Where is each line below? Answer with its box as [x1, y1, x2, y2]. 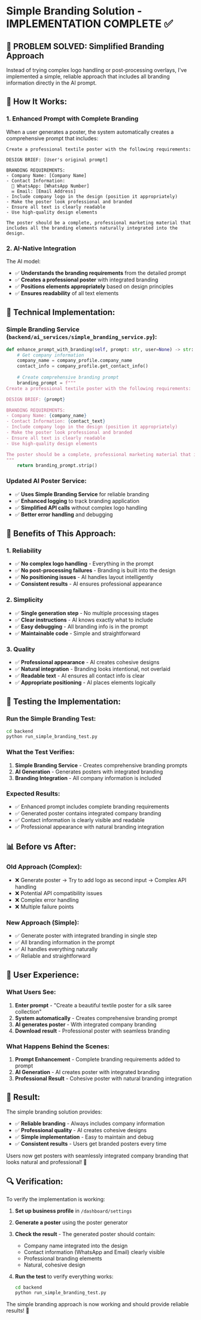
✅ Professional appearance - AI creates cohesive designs [14, 658, 160, 665]
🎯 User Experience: [6, 970, 80, 980]
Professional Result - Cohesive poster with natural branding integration [14, 1075, 192, 1082]
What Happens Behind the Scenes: [6, 1042, 109, 1051]
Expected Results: [6, 789, 60, 797]
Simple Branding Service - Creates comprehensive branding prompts [14, 761, 187, 769]
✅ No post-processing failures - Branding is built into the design [14, 567, 176, 574]
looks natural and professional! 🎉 [6, 1158, 87, 1165]
